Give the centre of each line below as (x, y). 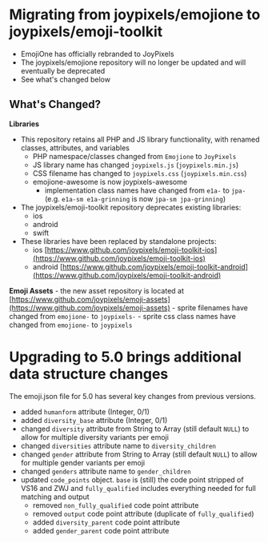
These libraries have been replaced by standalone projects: (118, 241)
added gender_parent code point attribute (101, 530)
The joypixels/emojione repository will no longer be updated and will (133, 62)
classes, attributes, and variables (75, 148)
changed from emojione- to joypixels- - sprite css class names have (123, 316)
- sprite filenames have (210, 307)
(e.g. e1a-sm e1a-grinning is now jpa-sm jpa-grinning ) (135, 198)
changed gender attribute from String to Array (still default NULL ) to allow (139, 454)
